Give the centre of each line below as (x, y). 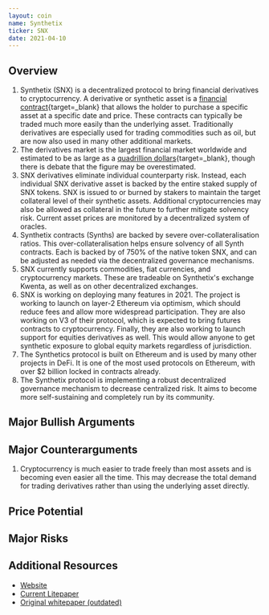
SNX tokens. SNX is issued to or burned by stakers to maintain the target (140, 193)
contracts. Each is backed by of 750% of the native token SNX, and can (138, 252)
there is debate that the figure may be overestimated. (108, 167)
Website (34, 585)
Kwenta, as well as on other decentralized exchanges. (109, 287)
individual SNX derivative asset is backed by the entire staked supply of (139, 184)
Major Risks (39, 539)
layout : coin (30, 16)
